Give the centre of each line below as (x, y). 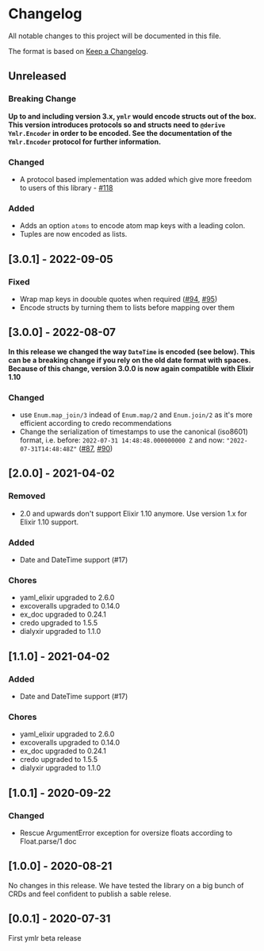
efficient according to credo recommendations (96, 423)
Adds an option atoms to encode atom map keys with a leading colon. (132, 226)
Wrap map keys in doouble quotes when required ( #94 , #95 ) (119, 299)
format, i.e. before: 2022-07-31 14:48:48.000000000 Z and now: (122, 440)
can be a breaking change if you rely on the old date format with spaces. (130, 360)
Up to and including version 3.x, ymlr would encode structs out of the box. (132, 116)
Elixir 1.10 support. (49, 522)
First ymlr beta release (45, 937)
